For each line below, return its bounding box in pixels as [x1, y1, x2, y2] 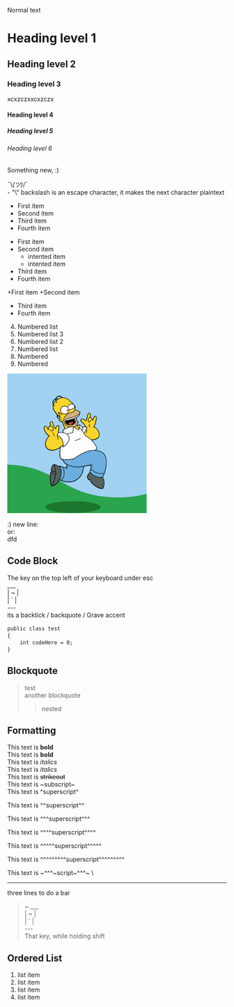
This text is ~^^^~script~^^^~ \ [7, 869, 94, 877]
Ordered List [7, 952, 63, 964]
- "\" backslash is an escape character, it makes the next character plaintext [7, 188, 225, 197]
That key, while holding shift [24, 932, 105, 941]
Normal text [7, 6, 41, 14]
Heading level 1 [7, 31, 97, 46]
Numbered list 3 [17, 330, 64, 338]
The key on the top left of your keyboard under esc [7, 574, 153, 582]
